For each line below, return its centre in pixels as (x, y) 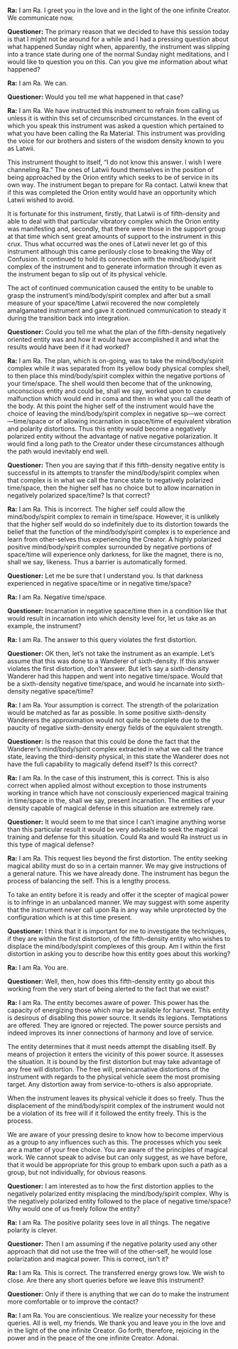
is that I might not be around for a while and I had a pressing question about (118, 39)
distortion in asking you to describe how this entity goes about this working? (119, 954)
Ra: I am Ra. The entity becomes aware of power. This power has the (108, 1003)
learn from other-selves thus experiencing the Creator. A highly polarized (114, 539)
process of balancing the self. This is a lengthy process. (89, 881)
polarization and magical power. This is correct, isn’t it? (88, 1259)
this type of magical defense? (51, 844)
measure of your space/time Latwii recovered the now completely (104, 303)
